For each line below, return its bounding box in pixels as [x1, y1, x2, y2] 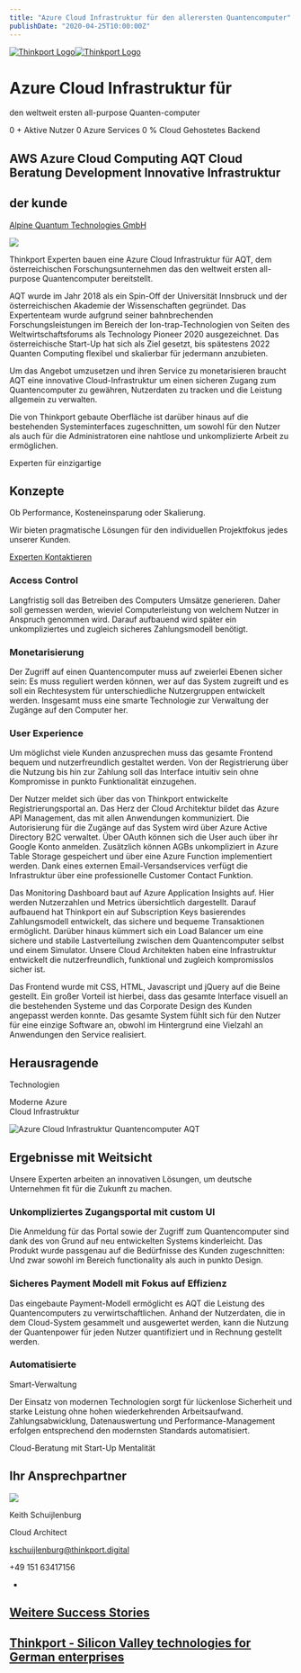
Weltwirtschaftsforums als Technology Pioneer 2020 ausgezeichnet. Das [9, 328, 279, 339]
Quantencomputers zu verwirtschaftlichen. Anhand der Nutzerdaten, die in [9, 1307, 286, 1318]
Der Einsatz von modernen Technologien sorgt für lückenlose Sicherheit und [9, 1396, 293, 1407]
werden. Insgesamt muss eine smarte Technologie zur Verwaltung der [9, 695, 270, 706]
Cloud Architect [9, 1526, 67, 1537]
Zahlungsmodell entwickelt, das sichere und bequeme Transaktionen [9, 916, 265, 927]
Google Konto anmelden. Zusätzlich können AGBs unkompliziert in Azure [9, 841, 279, 852]
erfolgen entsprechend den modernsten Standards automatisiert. [9, 1425, 250, 1435]
